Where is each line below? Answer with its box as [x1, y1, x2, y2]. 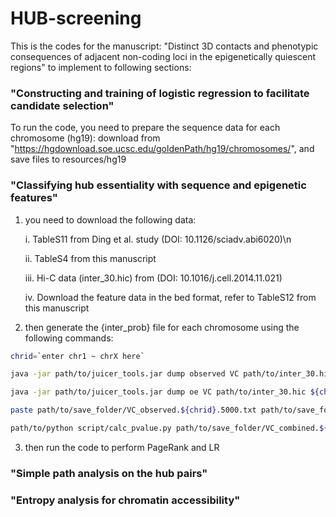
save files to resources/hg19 [10, 153, 127, 166]
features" [10, 191, 58, 205]
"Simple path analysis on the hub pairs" [10, 466, 208, 480]
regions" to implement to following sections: [10, 61, 192, 73]
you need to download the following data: [24, 213, 197, 226]
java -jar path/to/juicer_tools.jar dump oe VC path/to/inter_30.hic [10, 387, 307, 397]
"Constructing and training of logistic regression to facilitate [10, 86, 310, 100]
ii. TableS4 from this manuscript [24, 252, 157, 264]
